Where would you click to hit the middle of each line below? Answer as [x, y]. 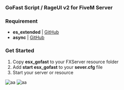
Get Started [20, 51]
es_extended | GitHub [36, 32]
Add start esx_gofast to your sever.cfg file [57, 67]
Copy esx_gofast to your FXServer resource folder [66, 62]
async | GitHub [28, 37]
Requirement [22, 21]
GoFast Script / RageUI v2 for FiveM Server [59, 8]
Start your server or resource [43, 72]
